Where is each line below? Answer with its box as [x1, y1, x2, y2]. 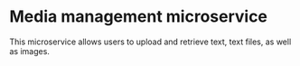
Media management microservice [9, 6, 268, 27]
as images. [9, 45, 50, 56]
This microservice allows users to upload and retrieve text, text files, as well [9, 36, 292, 47]
